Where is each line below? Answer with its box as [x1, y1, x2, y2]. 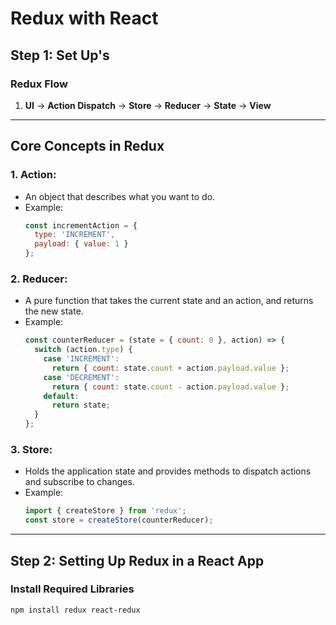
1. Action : [10, 168, 57, 182]
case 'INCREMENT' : [43, 354, 120, 364]
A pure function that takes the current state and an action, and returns [24, 295, 314, 307]
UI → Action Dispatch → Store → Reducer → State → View [24, 99, 272, 111]
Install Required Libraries [10, 582, 135, 596]
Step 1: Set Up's [10, 47, 110, 64]
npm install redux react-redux [10, 605, 141, 615]
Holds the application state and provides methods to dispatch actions [24, 465, 312, 477]
